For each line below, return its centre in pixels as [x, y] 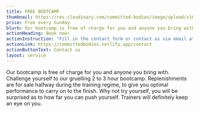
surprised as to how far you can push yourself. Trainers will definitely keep [97, 97]
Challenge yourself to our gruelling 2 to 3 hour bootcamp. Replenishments [97, 78]
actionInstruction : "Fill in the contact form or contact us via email [96, 39]
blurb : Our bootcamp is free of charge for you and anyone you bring [94, 28]
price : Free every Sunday [38, 22]
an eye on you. [24, 103]
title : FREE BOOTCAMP [33, 11]
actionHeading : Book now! [38, 34]
